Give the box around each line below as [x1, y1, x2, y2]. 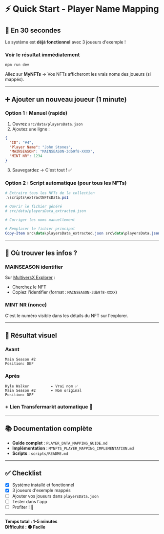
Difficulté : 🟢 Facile [5, 524, 45, 530]
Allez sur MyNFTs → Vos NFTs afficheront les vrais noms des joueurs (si [5, 71, 151, 77]
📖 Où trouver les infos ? [5, 249, 77, 257]
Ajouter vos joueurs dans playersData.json [12, 493, 99, 499]
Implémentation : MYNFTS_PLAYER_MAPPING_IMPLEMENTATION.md [12, 445, 134, 451]
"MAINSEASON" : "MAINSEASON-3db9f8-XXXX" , [9, 149, 95, 154]
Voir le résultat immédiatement [5, 51, 80, 58]
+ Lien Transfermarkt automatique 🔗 [5, 404, 93, 410]
